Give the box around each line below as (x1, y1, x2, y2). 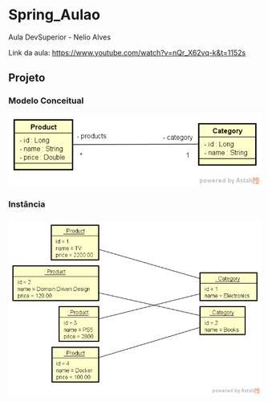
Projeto (8, 71, 46, 85)
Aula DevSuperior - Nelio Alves (8, 32, 111, 42)
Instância (8, 199, 46, 210)
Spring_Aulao (8, 6, 100, 24)
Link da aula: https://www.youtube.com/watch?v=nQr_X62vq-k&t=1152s (8, 47, 246, 57)
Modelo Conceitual (8, 95, 84, 106)
